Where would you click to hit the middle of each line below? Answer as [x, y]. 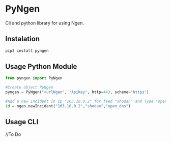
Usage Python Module [41, 67]
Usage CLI [22, 122]
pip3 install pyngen [27, 51]
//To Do [13, 134]
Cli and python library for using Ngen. [45, 23]
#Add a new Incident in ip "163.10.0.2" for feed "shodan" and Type [79, 102]
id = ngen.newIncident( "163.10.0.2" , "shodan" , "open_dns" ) [68, 106]
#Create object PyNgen [29, 88]
